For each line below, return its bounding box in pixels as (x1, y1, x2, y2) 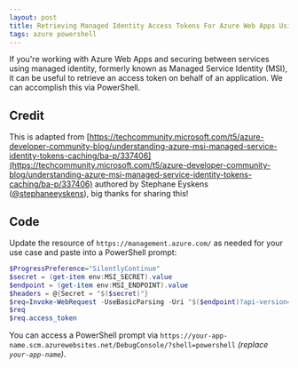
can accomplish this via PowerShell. (9, 82, 141, 93)
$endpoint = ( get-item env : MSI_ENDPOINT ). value (9, 281, 189, 290)
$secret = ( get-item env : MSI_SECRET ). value (9, 272, 173, 281)
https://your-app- (159, 332, 228, 340)
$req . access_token (9, 314, 77, 323)
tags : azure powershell (9, 29, 98, 38)
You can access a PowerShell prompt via (9, 330, 159, 340)
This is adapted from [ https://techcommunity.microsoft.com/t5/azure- (9, 132, 264, 142)
